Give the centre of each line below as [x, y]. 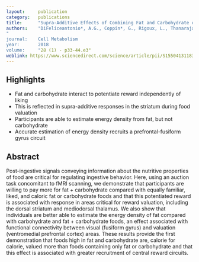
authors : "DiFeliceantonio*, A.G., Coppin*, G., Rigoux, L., [87, 28]
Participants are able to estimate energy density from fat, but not [94, 119]
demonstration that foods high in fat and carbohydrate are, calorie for [91, 240]
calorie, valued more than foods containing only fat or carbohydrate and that [99, 247]
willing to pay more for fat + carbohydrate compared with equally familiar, [96, 190]
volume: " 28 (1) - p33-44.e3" [49, 50]
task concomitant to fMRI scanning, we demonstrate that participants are [95, 184]
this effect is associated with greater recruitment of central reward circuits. [97, 253]
